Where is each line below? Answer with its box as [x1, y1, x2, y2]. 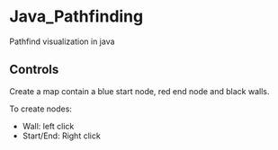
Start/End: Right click [22, 130, 101, 141]
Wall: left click [22, 120, 75, 131]
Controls [9, 62, 59, 77]
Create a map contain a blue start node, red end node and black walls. [9, 85, 270, 96]
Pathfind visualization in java [9, 36, 115, 47]
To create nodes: [9, 103, 72, 114]
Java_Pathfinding [9, 6, 144, 27]
